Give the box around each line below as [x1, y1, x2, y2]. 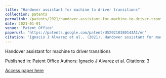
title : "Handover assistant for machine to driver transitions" [5, 7, 140, 12]
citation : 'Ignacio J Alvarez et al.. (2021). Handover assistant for [5, 35, 154, 40]
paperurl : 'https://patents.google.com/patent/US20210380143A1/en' [5, 30, 147, 35]
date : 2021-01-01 [5, 21, 41, 26]
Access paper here [5, 67, 44, 73]
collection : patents [5, 12, 48, 17]
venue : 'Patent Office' [5, 26, 54, 31]
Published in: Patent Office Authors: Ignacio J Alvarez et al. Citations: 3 [5, 58, 150, 64]
